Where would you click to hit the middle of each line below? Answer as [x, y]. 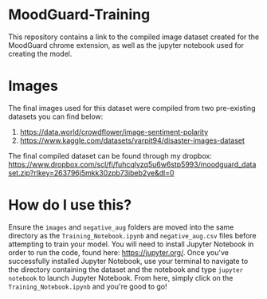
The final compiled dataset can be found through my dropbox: [110, 155]
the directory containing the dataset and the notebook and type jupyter [126, 269]
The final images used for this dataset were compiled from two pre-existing [132, 108]
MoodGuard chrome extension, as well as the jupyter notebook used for [126, 45]
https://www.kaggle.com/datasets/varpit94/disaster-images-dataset [132, 140]
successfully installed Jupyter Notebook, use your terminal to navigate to [128, 261]
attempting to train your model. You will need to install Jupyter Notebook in [131, 244]
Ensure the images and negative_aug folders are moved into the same [121, 227]
